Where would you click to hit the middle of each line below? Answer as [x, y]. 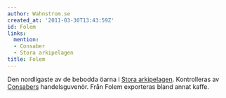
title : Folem [26, 59]
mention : [26, 40]
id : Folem [22, 27]
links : [17, 33]
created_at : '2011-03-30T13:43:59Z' [61, 20]
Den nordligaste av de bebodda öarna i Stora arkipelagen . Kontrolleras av [113, 79]
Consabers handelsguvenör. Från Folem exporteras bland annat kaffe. [108, 86]
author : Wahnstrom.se [39, 14]
